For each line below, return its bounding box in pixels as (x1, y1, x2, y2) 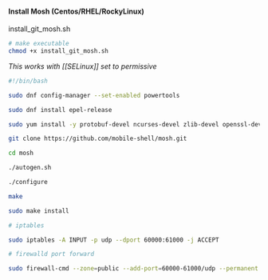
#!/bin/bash (8, 77, 48, 85)
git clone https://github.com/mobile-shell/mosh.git (8, 134, 187, 143)
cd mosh (8, 149, 34, 158)
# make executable (8, 40, 69, 48)
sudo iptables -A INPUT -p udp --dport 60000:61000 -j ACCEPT (8, 236, 219, 244)
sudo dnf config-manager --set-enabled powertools (8, 91, 180, 99)
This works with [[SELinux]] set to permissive (8, 61, 157, 71)
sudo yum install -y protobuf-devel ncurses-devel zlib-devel (8, 120, 219, 128)
